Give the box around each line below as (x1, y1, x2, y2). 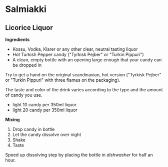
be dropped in (12, 62, 41, 68)
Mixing (5, 117, 20, 123)
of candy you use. (5, 92, 42, 98)
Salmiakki (5, 3, 46, 15)
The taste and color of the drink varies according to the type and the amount (5, 87, 163, 93)
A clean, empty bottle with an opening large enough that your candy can (12, 57, 162, 63)
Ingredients (5, 36, 30, 42)
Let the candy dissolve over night (12, 132, 81, 138)
